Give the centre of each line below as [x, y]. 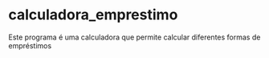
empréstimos [30, 45]
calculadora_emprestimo [93, 15]
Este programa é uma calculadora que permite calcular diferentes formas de [134, 37]
